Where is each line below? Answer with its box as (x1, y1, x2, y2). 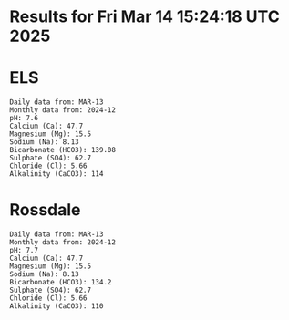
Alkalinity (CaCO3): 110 (9, 302, 104, 311)
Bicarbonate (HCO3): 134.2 (9, 278, 112, 287)
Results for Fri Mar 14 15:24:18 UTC (9, 6, 280, 27)
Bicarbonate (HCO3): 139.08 (9, 146, 117, 155)
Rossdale (9, 200, 81, 221)
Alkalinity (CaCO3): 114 (9, 170, 104, 179)
